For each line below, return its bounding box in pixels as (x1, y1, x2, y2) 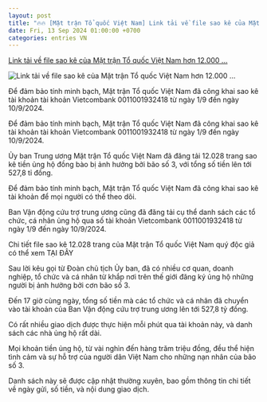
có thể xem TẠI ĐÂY (8, 248, 74, 258)
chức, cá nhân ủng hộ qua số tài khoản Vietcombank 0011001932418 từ (8, 216, 243, 225)
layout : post (8, 11, 52, 20)
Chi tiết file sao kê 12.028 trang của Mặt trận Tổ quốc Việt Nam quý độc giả (8, 240, 255, 249)
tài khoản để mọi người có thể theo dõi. (8, 192, 137, 201)
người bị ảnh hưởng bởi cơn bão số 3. (8, 280, 131, 291)
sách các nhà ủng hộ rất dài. (8, 328, 102, 338)
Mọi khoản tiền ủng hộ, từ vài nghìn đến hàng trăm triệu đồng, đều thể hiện (8, 344, 255, 353)
